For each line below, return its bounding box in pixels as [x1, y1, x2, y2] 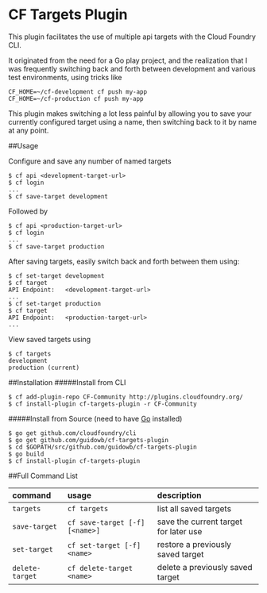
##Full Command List [8, 471, 78, 480]
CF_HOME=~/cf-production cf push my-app [8, 94, 145, 102]
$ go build [8, 450, 44, 458]
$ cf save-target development [8, 192, 109, 200]
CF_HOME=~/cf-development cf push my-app [8, 87, 148, 96]
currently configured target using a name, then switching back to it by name [8, 117, 257, 126]
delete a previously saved [157, 561, 253, 572]
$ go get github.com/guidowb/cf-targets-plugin [8, 436, 169, 444]
